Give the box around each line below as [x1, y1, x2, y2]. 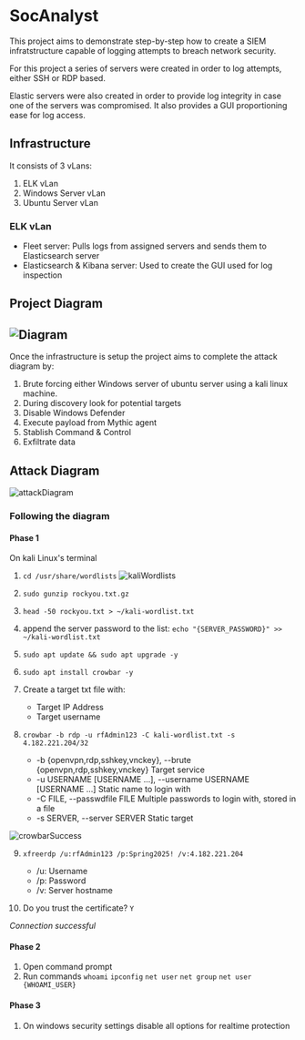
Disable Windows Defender [22, 407, 126, 419]
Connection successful [9, 921, 97, 932]
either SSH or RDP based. [9, 72, 107, 83]
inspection [22, 270, 63, 280]
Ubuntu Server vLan [22, 197, 98, 208]
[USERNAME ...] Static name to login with [36, 784, 191, 795]
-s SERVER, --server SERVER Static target [36, 812, 194, 824]
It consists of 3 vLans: [9, 160, 93, 171]
